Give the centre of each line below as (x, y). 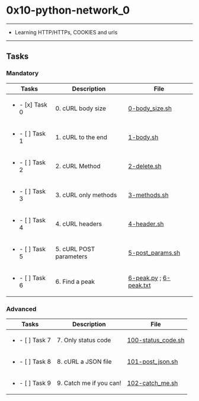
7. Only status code (84, 340)
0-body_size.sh (150, 108)
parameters (71, 256)
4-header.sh (146, 224)
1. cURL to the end (81, 137)
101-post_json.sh (153, 361)
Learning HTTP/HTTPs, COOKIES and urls (66, 32)
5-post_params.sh (154, 252)
